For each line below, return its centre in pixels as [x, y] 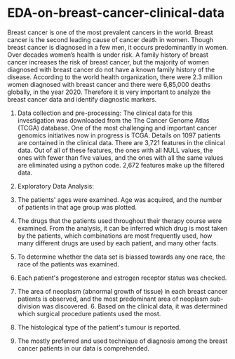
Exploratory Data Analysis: [56, 186]
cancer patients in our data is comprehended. [83, 348]
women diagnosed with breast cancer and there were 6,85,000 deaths [109, 84]
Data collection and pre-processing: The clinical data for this [105, 113]
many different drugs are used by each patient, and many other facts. [118, 243]
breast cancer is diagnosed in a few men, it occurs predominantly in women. [118, 47]
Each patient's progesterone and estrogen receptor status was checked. [122, 278]
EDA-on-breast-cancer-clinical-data [116, 13]
